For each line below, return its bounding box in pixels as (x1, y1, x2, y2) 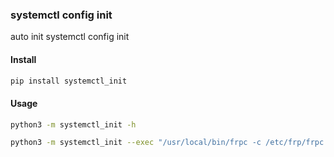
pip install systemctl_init (10, 76, 128, 86)
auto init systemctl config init (10, 31, 130, 43)
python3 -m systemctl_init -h (10, 119, 137, 130)
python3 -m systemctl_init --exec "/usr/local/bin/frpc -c (10, 138, 262, 148)
